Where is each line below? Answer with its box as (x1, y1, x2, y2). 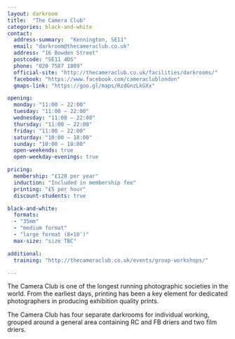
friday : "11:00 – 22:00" (13, 127, 86, 134)
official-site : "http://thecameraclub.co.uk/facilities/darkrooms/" (13, 69, 218, 76)
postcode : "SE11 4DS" (13, 56, 77, 63)
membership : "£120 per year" (13, 173, 99, 180)
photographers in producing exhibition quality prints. (7, 297, 159, 305)
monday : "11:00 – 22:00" (13, 101, 86, 109)
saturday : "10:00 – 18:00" (13, 134, 93, 141)
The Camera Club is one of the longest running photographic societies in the (7, 282, 229, 291)
